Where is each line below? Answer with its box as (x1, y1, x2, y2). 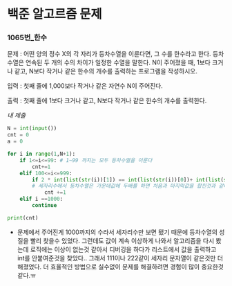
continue (32, 202, 57, 209)
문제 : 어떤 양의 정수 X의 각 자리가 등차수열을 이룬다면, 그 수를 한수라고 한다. (7, 50, 212, 58)
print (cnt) (7, 214, 39, 222)
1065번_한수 (7, 33, 47, 42)
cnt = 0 (7, 132, 30, 138)
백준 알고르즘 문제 (7, 6, 102, 22)
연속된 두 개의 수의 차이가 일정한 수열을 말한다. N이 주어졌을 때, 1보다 (25, 58, 211, 66)
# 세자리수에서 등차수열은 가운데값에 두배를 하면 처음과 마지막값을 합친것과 (32, 183, 216, 190)
